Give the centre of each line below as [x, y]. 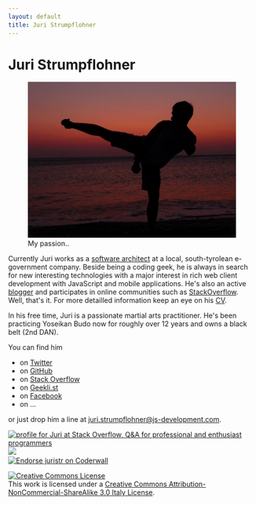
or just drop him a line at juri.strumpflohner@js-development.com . [115, 420]
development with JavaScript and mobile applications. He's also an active [127, 284]
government [28, 267]
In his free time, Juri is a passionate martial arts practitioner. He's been [123, 316]
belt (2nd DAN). [33, 332]
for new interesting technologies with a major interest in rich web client [123, 275]
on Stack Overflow [49, 380]
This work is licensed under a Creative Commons [88, 484]
